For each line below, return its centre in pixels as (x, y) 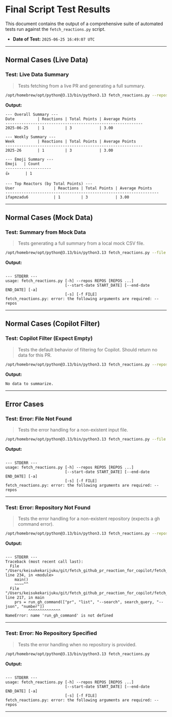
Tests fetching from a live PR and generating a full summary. (81, 86)
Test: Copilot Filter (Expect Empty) (49, 338)
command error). (36, 524)
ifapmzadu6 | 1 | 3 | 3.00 (67, 197)
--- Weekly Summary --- (31, 137)
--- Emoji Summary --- (29, 159)
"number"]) (33, 607)
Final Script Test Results (58, 9)
